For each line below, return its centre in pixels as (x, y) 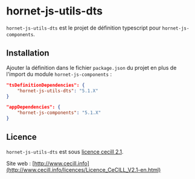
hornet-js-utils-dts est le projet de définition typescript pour (84, 28)
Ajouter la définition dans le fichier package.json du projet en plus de (91, 68)
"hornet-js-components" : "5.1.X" (59, 113)
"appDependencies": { (34, 107)
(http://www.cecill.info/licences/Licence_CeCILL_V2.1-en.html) (84, 169)
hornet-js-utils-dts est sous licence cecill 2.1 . (65, 151)
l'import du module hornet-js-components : (59, 74)
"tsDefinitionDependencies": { (46, 85)
